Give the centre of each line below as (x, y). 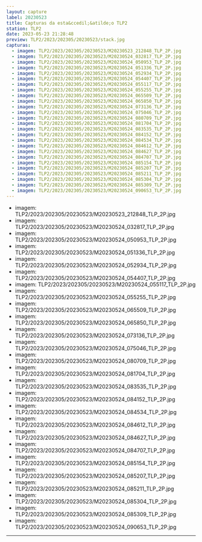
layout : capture (26, 12)
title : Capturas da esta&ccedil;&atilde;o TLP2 (67, 23)
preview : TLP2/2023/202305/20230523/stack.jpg (66, 40)
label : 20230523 (26, 17)
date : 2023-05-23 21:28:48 (40, 34)
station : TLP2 (24, 29)
